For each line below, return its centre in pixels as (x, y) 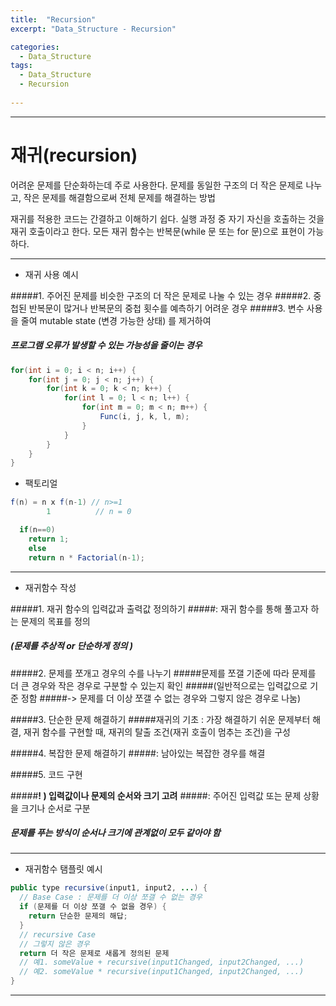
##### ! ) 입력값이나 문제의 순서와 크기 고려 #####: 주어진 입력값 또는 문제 (156, 795)
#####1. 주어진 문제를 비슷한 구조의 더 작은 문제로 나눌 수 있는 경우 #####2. (161, 295)
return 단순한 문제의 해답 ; (78, 916)
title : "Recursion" (53, 19)
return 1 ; (49, 539)
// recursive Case (58, 934)
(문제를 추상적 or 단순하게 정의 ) (71, 646)
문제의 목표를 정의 (55, 621)
